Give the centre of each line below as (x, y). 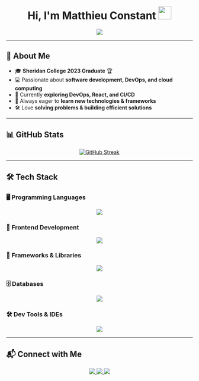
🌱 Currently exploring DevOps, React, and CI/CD (75, 95)
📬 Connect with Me (44, 354)
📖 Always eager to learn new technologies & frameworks (85, 100)
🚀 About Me (28, 56)
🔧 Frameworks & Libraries (44, 256)
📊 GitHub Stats (35, 135)
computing (28, 88)
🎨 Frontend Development (43, 228)
